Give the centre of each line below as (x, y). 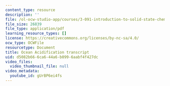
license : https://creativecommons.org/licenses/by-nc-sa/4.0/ (72, 38)
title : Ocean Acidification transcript (47, 52)
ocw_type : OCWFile (25, 43)
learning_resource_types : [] (36, 33)
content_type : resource (30, 10)
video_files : (19, 62)
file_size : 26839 (24, 24)
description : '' (22, 15)
